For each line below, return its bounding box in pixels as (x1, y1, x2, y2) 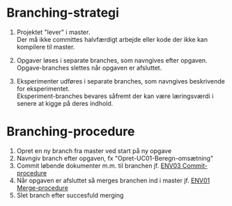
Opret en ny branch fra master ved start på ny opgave (16, 146, 172, 154)
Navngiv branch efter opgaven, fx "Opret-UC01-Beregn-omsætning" (16, 154, 214, 162)
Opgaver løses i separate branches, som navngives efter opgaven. (16, 56, 208, 64)
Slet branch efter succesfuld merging (16, 191, 124, 199)
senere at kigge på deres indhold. (16, 99, 114, 107)
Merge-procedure (16, 183, 69, 192)
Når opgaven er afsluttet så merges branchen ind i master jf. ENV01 (16, 176, 210, 184)
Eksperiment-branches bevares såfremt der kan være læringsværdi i (16, 92, 214, 100)
